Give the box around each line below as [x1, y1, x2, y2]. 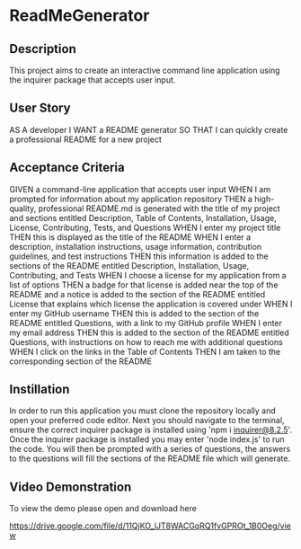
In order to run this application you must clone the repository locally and [9, 405, 276, 416]
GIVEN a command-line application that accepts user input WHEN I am [9, 183, 271, 194]
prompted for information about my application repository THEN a [9, 193, 253, 204]
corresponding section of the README [9, 356, 153, 367]
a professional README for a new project [9, 134, 162, 145]
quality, [9, 203, 37, 214]
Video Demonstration [9, 479, 132, 494]
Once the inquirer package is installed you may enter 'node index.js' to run [9, 434, 285, 445]
